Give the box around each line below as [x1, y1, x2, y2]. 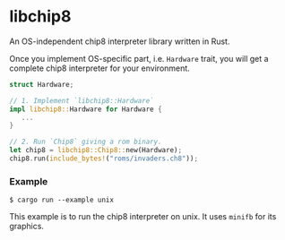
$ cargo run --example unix [9, 195, 115, 205]
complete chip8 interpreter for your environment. [9, 63, 190, 73]
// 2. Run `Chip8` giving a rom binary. [9, 137, 163, 147]
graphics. [9, 221, 45, 232]
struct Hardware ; [9, 80, 74, 89]
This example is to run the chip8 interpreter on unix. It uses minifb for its [9, 211, 277, 222]
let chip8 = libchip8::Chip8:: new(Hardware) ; [9, 146, 182, 155]
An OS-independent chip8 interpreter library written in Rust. [9, 36, 230, 47]
